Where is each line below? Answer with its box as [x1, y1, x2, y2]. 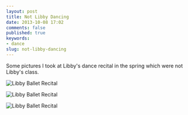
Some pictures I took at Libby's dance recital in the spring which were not [6, 62, 183, 69]
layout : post [6, 8, 38, 15]
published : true [6, 30, 46, 36]
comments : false [6, 24, 46, 31]
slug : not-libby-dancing [6, 46, 67, 52]
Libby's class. [6, 68, 39, 76]
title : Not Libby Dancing [6, 14, 69, 20]
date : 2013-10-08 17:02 [6, 19, 64, 25]
